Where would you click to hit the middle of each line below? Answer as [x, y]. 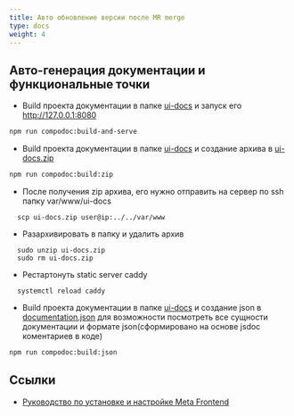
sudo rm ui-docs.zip [55, 258]
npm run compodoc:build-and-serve [73, 132]
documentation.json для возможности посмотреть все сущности [145, 317]
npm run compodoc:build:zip [61, 175]
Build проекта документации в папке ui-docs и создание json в [142, 307]
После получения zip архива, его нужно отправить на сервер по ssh [153, 191]
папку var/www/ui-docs [66, 201]
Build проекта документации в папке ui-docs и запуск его [132, 106]
